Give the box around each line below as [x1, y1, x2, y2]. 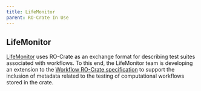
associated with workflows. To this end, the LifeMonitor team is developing [6, 59, 193, 67]
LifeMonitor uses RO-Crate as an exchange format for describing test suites [6, 53, 196, 61]
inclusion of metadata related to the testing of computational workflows [6, 72, 185, 79]
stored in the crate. [6, 79, 54, 86]
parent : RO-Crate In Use [6, 15, 69, 21]
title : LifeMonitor [6, 8, 56, 15]
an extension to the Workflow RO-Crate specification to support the [6, 66, 175, 73]
